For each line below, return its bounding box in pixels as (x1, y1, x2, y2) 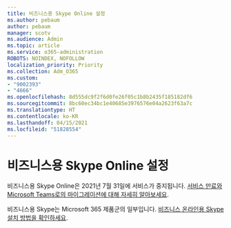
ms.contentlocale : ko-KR (7, 113, 79, 120)
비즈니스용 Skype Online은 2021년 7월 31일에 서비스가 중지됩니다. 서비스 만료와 (7, 182, 223, 190)
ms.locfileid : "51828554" (7, 126, 81, 133)
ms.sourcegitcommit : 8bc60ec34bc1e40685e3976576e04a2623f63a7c (7, 100, 193, 107)
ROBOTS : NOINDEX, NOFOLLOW (7, 55, 85, 62)
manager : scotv (7, 29, 51, 37)
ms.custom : (7, 74, 39, 82)
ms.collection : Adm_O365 (7, 68, 79, 75)
